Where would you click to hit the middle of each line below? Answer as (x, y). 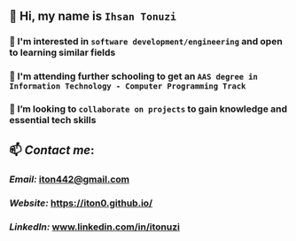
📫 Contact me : (52, 150)
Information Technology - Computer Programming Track (128, 86)
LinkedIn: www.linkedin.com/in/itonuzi (94, 227)
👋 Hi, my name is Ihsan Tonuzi (93, 16)
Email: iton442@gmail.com (70, 180)
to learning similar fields (62, 52)
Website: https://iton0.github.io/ (81, 203)
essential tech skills (53, 120)
